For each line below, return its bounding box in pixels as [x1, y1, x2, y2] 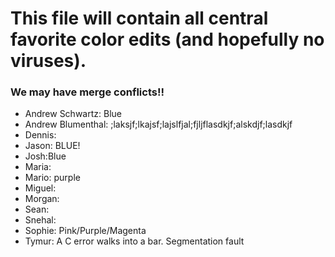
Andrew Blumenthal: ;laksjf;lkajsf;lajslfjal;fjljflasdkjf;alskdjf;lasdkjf [24, 118, 293, 131]
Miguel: [24, 182, 57, 194]
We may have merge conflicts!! [10, 85, 165, 99]
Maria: [24, 161, 52, 173]
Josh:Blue [24, 150, 67, 162]
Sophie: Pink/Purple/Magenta [24, 225, 147, 237]
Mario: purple [24, 172, 81, 184]
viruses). [10, 50, 87, 72]
